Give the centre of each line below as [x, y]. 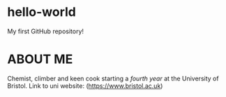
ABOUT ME [40, 59]
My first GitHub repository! [46, 31]
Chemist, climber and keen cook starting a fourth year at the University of [113, 78]
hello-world [42, 12]
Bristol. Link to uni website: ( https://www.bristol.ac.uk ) [85, 86]
